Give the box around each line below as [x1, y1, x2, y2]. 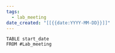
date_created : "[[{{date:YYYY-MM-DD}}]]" [6, 20, 111, 26]
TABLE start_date [6, 36, 49, 42]
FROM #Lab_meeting [6, 41, 52, 48]
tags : [6, 8, 20, 15]
